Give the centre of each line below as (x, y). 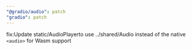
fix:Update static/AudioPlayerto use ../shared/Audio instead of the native (96, 34)
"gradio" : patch (26, 17)
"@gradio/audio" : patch (36, 12)
